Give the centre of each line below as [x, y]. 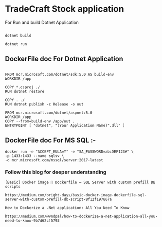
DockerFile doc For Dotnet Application [64, 59]
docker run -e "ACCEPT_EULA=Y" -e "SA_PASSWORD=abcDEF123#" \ [69, 152]
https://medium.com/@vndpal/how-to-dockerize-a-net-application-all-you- [81, 216]
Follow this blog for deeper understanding [56, 172]
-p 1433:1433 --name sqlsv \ [35, 156]
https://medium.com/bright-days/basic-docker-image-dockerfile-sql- [76, 195]
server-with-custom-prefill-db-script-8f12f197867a [58, 199]
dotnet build [18, 35]
